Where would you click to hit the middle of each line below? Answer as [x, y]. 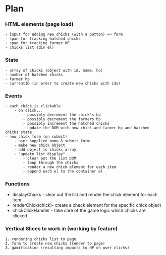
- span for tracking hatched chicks [43, 39]
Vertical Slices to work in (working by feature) [61, 229]
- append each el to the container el [63, 171]
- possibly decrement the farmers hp [62, 119]
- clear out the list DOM [50, 159]
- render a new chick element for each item [70, 167]
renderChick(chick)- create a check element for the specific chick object [86, 205]
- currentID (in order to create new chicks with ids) [63, 83]
